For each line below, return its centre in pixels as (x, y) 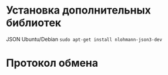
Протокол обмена (52, 63)
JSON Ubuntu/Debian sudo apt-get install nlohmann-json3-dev (84, 39)
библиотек (34, 23)
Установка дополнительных (79, 10)
